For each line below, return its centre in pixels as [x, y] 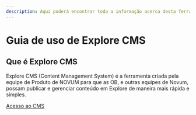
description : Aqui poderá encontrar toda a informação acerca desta [91, 11]
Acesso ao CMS [25, 106]
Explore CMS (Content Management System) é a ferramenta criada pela [92, 76]
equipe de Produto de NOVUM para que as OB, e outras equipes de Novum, [97, 82]
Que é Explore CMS [42, 62]
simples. [16, 95]
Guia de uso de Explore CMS [76, 40]
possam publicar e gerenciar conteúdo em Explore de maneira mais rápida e [98, 88]
